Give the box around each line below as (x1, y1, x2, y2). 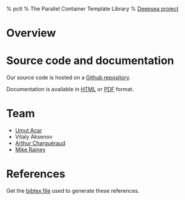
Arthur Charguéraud (15, 140, 65, 147)
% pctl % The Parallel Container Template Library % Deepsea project (6, 5, 179, 12)
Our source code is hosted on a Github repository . (6, 74, 131, 81)
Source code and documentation (6, 54, 174, 68)
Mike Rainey (15, 146, 46, 153)
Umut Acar (15, 127, 42, 134)
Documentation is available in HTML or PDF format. (6, 86, 134, 93)
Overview (6, 27, 56, 40)
